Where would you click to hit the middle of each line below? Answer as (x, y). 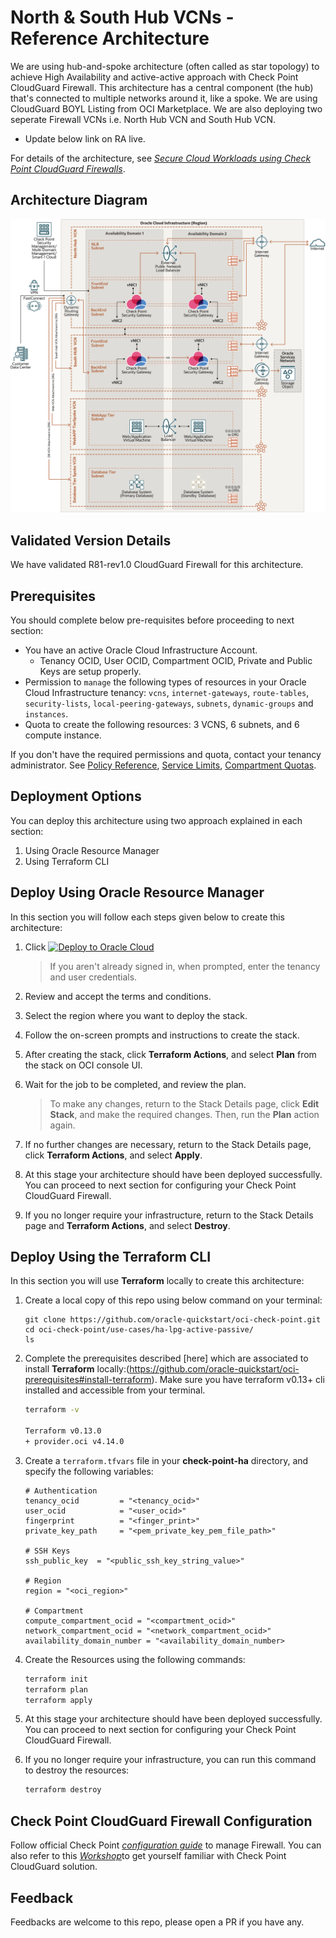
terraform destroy (63, 1790)
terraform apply (58, 1700)
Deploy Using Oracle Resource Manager (137, 892)
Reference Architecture (110, 38)
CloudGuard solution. (54, 1867)
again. (62, 1125)
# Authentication (61, 1491)
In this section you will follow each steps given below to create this (147, 917)
